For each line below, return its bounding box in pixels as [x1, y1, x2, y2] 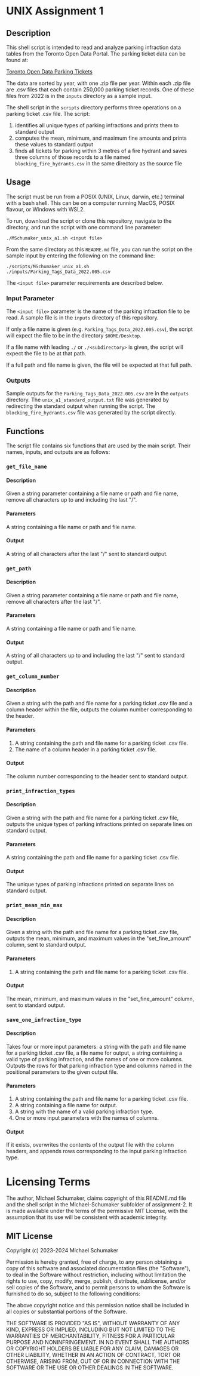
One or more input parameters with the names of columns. [14, 1114, 159, 1122]
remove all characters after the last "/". [6, 598, 101, 605]
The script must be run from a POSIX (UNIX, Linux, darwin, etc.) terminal [6, 193, 184, 200]
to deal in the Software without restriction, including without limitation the [6, 1271, 186, 1279]
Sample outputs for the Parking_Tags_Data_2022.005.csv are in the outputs [6, 390, 189, 397]
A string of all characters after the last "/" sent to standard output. [6, 550, 168, 557]
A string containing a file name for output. [14, 1102, 118, 1109]
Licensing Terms [6, 1175, 91, 1188]
